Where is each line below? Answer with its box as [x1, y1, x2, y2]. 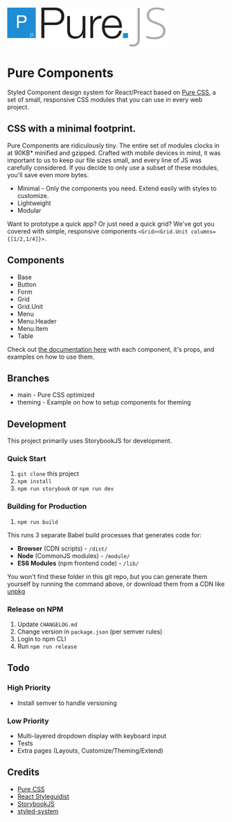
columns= [190, 228, 216, 235]
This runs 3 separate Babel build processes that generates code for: [7, 530, 202, 539]
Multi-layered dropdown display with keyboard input [17, 732, 167, 740]
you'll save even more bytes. [7, 170, 89, 179]
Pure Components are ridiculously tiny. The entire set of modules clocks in [7, 141, 220, 150]
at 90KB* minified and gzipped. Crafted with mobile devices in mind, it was [7, 148, 221, 157]
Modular [17, 206, 42, 215]
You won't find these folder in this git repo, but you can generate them [7, 572, 208, 580]
